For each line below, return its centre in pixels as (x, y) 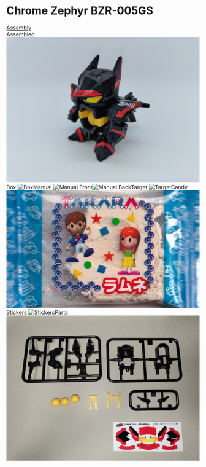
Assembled (21, 34)
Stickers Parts (37, 312)
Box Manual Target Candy (97, 187)
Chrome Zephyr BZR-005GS (80, 11)
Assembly (19, 28)
